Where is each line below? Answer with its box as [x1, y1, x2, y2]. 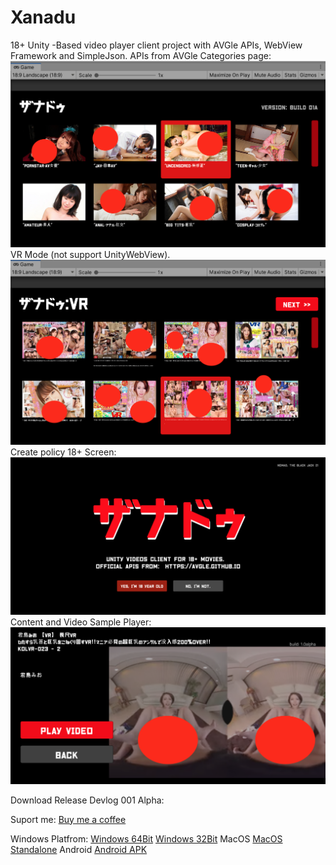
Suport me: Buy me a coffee [10, 813, 127, 825]
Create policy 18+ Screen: [10, 446, 117, 458]
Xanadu [10, 6, 77, 29]
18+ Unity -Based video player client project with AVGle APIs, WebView [10, 39, 303, 51]
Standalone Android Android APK [10, 843, 148, 855]
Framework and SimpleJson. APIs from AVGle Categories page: [10, 49, 272, 61]
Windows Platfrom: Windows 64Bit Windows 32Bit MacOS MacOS [10, 832, 283, 845]
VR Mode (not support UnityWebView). [10, 248, 171, 260]
